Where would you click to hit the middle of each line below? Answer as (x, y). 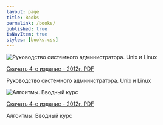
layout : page (23, 12)
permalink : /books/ (31, 23)
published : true (27, 29)
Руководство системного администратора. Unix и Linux (79, 80)
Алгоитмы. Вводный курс (39, 116)
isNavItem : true (27, 34)
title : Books (23, 18)
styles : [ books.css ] (33, 40)
